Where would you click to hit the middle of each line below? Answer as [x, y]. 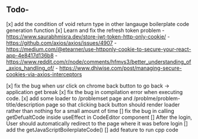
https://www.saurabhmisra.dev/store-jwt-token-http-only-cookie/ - [88, 36]
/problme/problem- [157, 98]
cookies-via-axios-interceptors [44, 74]
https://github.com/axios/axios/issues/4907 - [62, 43]
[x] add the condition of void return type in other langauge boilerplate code [98, 24]
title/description [25, 104]
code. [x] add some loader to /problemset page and [69, 98]
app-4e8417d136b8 [30, 55]
